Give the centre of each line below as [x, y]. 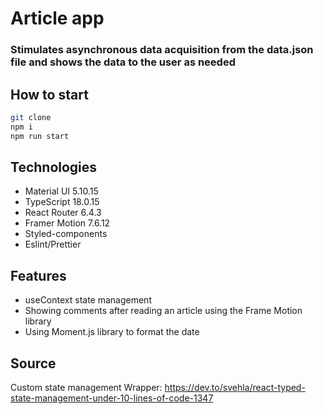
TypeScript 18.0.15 [62, 202]
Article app [57, 18]
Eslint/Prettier [53, 244]
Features [38, 275]
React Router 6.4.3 [63, 213]
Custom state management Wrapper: [86, 387]
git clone [31, 117]
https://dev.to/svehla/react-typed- [235, 387]
